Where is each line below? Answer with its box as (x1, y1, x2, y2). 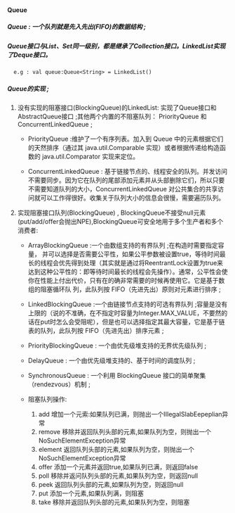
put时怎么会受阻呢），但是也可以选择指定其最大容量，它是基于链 (40, 317, 226, 326)
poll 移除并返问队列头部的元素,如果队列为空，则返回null (38, 471, 199, 480)
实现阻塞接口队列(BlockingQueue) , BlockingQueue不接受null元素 (17, 208, 206, 217)
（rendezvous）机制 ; (27, 380, 91, 388)
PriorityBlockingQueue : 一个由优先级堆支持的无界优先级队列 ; (27, 341, 207, 350)
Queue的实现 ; (7, 84, 49, 93)
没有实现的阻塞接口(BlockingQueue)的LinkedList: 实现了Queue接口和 (17, 103, 217, 112)
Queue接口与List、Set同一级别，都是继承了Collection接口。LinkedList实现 (7, 42, 226, 50)
